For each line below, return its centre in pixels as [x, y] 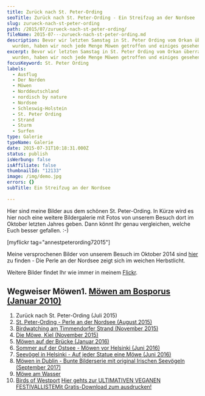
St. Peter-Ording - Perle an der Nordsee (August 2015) [84, 322]
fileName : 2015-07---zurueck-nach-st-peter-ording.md [77, 35]
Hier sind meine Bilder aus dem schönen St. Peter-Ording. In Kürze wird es [100, 211]
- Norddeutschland [36, 92]
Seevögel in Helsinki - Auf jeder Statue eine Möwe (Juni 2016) [93, 355]
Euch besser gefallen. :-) [38, 230]
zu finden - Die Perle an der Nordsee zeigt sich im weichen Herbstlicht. [96, 261]
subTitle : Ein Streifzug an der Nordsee [59, 188]
